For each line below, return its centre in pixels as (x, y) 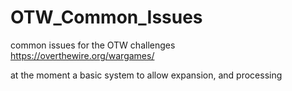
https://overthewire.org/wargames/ (82, 55)
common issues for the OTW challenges (93, 45)
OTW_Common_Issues (106, 17)
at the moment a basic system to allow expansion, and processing (146, 75)
